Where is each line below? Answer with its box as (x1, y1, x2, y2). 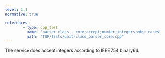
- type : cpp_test (23, 25, 58, 30)
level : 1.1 (5, 7, 27, 12)
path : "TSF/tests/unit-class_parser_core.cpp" (27, 34, 124, 39)
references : (5, 20, 29, 25)
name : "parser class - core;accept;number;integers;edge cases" (27, 30, 162, 35)
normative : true (5, 12, 38, 17)
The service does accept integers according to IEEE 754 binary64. (5, 47, 139, 53)
